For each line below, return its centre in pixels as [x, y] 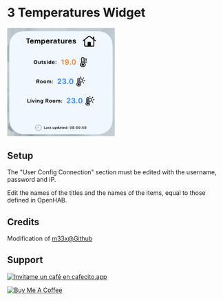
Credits [23, 222]
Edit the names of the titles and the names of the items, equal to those [107, 193]
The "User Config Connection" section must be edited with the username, [112, 172]
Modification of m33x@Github [50, 238]
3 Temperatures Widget [76, 13]
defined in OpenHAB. [37, 200]
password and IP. [32, 180]
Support [25, 260]
